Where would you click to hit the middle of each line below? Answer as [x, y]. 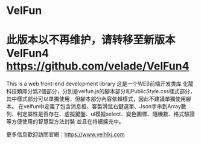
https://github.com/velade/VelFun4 [98, 66]
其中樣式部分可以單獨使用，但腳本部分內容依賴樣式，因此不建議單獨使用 [96, 99]
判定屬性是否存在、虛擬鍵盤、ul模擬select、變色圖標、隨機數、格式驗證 [106, 114]
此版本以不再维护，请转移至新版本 [91, 40]
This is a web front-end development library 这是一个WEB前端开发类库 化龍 [100, 84]
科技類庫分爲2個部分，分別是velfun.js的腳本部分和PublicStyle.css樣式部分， [101, 91]
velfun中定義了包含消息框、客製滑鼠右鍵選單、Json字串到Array [102, 106]
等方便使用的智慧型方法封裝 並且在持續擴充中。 [65, 122]
